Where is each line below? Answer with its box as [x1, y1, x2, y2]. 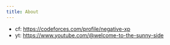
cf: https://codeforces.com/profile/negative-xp [14, 25, 130, 32]
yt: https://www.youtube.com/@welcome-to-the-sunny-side [14, 31, 164, 39]
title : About [6, 8, 39, 15]
